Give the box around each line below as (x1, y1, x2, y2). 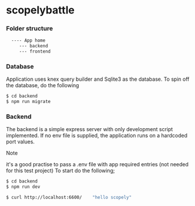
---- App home (11, 37, 46, 44)
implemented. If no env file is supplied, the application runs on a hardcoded (6, 132, 188, 139)
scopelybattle (6, 4, 75, 17)
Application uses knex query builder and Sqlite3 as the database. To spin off (6, 75, 190, 83)
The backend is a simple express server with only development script (6, 126, 173, 133)
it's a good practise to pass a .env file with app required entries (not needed (6, 161, 189, 168)
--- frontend (19, 49, 51, 54)
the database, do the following (6, 82, 79, 89)
